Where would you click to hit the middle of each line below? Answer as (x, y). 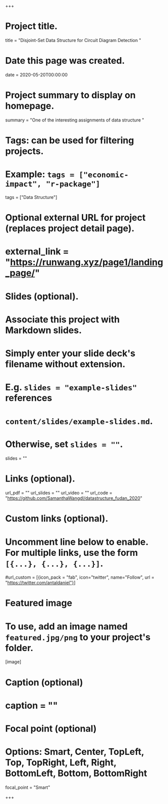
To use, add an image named (66, 626)
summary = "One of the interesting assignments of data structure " (75, 120)
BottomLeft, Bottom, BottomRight (76, 773)
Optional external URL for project (75, 218)
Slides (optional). (42, 296)
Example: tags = (40, 174)
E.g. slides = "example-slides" (71, 387)
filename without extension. (65, 364)
